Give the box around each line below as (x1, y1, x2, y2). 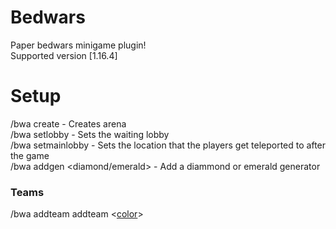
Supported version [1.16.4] (10, 49, 118, 61)
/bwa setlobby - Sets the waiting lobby (10, 128, 170, 140)
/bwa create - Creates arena (10, 117, 127, 130)
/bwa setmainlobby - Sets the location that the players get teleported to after (10, 139, 327, 151)
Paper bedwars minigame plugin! (10, 39, 147, 51)
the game (10, 149, 50, 161)
